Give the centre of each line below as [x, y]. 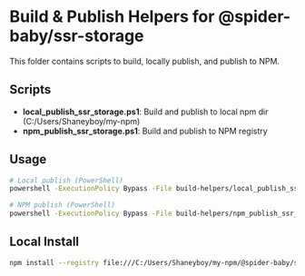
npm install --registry [54, 262]
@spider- [254, 17]
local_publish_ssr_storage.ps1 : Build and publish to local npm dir [146, 112]
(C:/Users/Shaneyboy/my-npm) [81, 121]
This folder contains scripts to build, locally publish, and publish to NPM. [144, 61]
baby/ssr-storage [77, 36]
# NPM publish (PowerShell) [63, 205]
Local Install [44, 242]
